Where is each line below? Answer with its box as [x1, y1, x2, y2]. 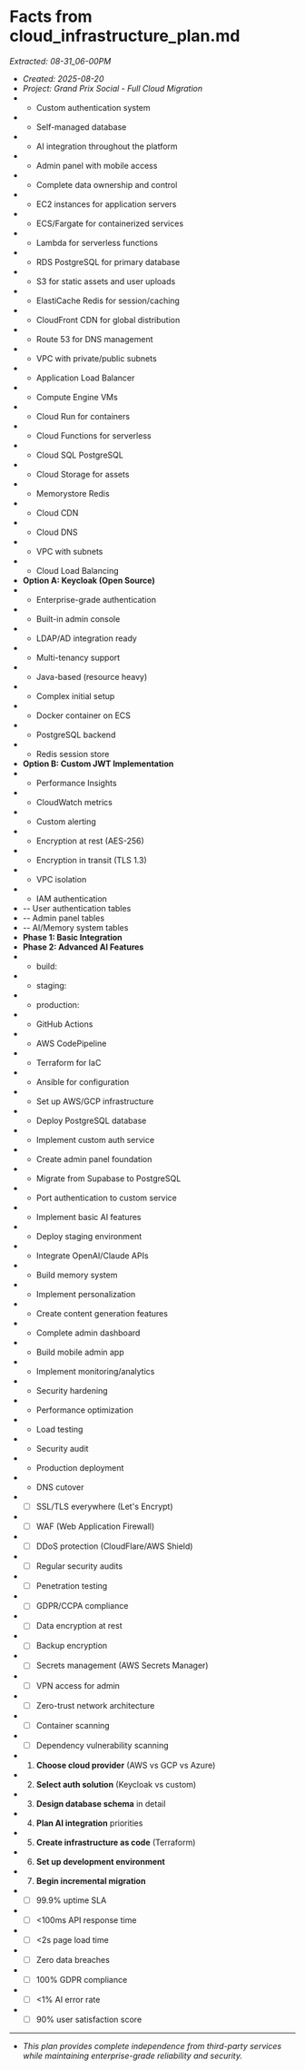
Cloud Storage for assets [35, 468, 130, 479]
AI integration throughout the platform [35, 141, 179, 152]
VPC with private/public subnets [35, 352, 157, 364]
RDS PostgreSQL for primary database [35, 256, 181, 267]
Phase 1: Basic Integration [22, 931, 123, 942]
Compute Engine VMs [35, 391, 118, 402]
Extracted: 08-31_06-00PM [9, 55, 112, 66]
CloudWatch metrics [35, 796, 113, 807]
